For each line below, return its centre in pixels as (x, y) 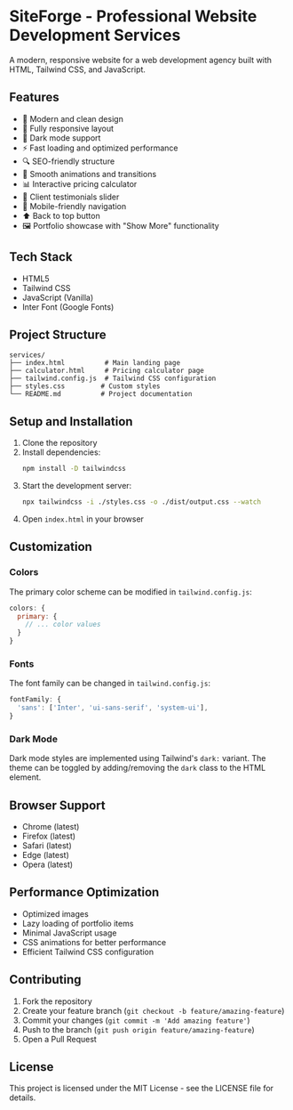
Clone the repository (59, 443)
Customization (51, 547)
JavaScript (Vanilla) (58, 297)
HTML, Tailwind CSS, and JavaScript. (78, 69)
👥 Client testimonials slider (71, 197)
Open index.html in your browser (83, 519)
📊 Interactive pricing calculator (79, 183)
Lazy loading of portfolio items (78, 923)
